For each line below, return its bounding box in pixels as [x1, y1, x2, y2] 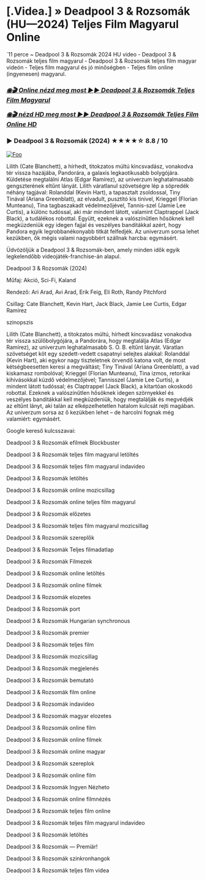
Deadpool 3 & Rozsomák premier [6, 629, 90, 636]
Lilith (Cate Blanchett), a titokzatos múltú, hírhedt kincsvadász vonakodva [6, 330, 192, 338]
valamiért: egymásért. [6, 415, 62, 423]
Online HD [6, 120, 37, 129]
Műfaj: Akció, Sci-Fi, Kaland [6, 276, 76, 283]
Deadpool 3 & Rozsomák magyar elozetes [6, 712, 112, 719]
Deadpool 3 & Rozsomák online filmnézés [6, 795, 111, 803]
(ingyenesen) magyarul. [6, 70, 66, 77]
